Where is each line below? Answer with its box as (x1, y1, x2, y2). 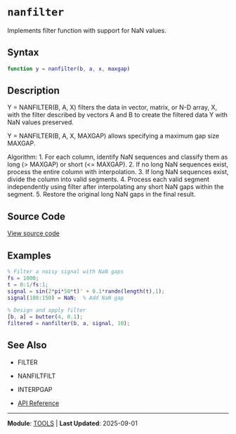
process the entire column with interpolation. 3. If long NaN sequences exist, (7, 168, 230, 176)
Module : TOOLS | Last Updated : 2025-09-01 (7, 419, 138, 427)
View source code (7, 229, 60, 237)
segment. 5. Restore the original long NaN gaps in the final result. (7, 190, 196, 199)
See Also (7, 339, 47, 351)
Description (7, 85, 60, 97)
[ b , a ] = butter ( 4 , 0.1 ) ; (7, 313, 83, 321)
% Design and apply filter (7, 307, 86, 314)
